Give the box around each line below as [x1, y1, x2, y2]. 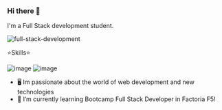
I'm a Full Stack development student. [7, 22, 114, 30]
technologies [16, 88, 54, 96]
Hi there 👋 [7, 6, 41, 16]
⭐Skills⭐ [7, 49, 31, 57]
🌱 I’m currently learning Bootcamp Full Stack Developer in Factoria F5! [16, 95, 216, 103]
